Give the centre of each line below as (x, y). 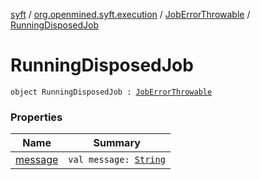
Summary (117, 143)
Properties (36, 117)
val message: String (117, 160)
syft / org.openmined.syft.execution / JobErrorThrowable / (130, 14)
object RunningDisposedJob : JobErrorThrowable (111, 92)
